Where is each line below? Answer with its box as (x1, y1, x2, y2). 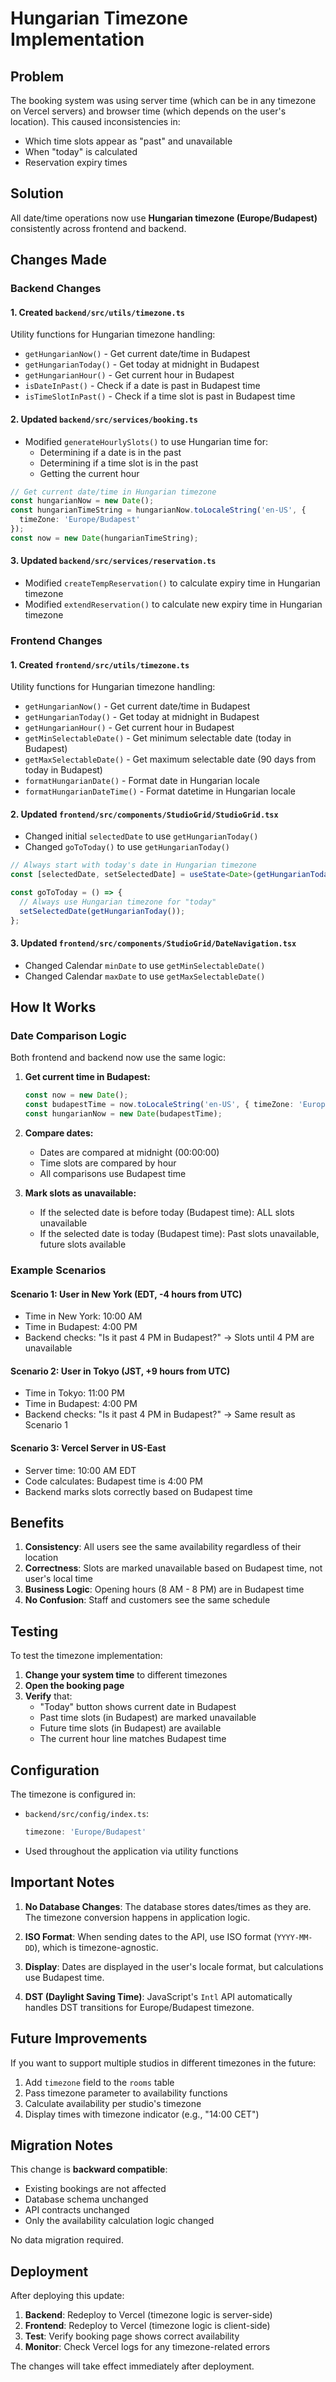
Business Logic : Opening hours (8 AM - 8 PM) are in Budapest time (24, 1583, 305, 1596)
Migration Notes (10, 2137, 113, 2154)
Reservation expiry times (24, 157, 128, 168)
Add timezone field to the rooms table (24, 2076, 175, 2088)
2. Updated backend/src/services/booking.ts (10, 413, 198, 425)
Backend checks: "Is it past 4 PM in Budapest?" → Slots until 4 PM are (24, 1332, 315, 1344)
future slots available (39, 1238, 127, 1251)
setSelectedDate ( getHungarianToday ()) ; (19, 906, 186, 916)
